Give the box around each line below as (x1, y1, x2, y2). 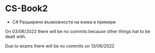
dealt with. (5, 34, 26, 39)
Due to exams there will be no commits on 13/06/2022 (5, 43, 115, 49)
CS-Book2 (5, 3, 48, 14)
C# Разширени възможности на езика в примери (12, 19, 116, 25)
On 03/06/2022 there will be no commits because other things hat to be (5, 28, 151, 34)
